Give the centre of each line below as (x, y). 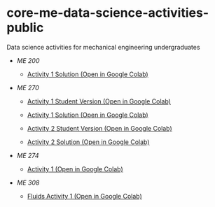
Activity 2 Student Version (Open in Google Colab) (99, 128)
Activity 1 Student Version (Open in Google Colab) (99, 101)
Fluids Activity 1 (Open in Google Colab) (85, 196)
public (25, 28)
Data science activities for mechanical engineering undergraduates (103, 47)
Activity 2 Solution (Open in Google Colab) (88, 142)
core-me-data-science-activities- (108, 13)
